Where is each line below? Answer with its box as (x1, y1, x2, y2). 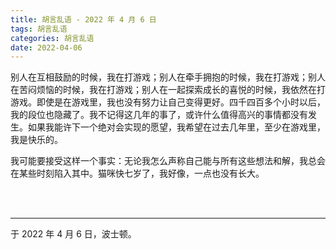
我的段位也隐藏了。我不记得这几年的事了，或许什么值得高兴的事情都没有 (10, 109, 308, 121)
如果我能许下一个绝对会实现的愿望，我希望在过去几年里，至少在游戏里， (27, 121, 326, 133)
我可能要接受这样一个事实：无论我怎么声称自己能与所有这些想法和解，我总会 (10, 155, 326, 167)
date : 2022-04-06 (10, 42, 83, 53)
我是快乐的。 (10, 134, 63, 146)
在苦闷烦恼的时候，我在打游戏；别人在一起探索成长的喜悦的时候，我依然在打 (10, 84, 326, 96)
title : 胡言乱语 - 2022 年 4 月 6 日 (10, 14, 157, 25)
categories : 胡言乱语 (10, 33, 95, 43)
